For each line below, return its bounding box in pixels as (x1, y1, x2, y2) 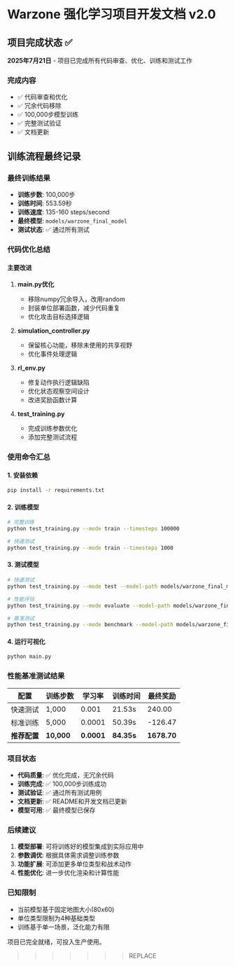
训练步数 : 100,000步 (17, 190, 76, 198)
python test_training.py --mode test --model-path (7, 583, 158, 590)
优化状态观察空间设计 (27, 387, 90, 396)
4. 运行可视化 (7, 637, 45, 645)
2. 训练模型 (7, 502, 40, 511)
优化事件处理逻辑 (27, 350, 78, 358)
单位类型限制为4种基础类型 (17, 913, 96, 922)
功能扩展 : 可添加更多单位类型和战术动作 (17, 860, 131, 869)
